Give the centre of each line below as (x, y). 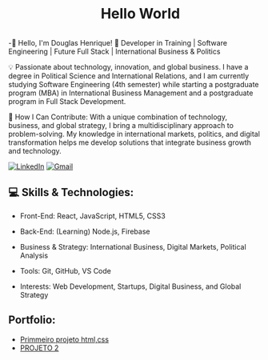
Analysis (34, 255)
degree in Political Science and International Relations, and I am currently (129, 76)
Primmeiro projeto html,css (64, 339)
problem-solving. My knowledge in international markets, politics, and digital (134, 134)
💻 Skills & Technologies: (71, 192)
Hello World (140, 14)
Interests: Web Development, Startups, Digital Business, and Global (130, 286)
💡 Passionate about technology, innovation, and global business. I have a (128, 66)
